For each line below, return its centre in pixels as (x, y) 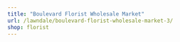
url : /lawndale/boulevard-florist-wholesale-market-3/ (90, 21)
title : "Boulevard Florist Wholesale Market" (76, 14)
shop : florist (28, 27)
